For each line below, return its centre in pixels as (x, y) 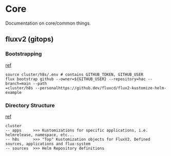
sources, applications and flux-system (48, 144)
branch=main (18, 83)
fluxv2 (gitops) (30, 39)
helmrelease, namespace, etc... (40, 135)
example (14, 92)
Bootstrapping (24, 54)
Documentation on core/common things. (48, 23)
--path (40, 83)
